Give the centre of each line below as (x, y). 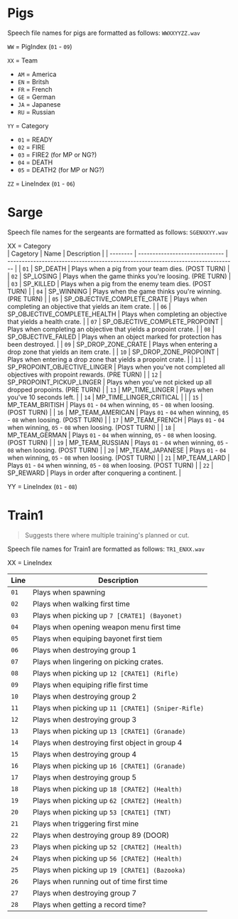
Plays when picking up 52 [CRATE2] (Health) (107, 846)
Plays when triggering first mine (86, 824)
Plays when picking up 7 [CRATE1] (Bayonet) (107, 615)
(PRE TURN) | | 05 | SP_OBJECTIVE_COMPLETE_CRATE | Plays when (107, 299)
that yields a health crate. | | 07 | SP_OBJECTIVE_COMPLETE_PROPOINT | (115, 321)
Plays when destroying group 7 (85, 893)
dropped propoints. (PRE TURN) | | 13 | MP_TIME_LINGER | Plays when (110, 389)
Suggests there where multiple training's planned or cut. (107, 535)
